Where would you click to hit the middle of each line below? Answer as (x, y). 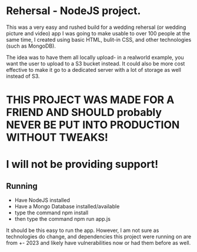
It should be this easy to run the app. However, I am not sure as (83, 230)
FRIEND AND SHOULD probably (84, 112)
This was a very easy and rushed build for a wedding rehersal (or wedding (96, 27)
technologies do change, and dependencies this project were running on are (99, 237)
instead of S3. (23, 76)
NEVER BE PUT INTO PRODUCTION (93, 125)
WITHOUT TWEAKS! (57, 137)
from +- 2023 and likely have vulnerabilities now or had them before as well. (98, 243)
